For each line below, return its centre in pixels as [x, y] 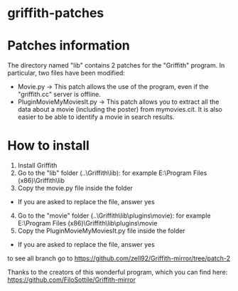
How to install [49, 145]
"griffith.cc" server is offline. [59, 95]
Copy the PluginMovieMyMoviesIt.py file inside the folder [102, 231]
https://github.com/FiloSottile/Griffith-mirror [72, 280]
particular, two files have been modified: [66, 73]
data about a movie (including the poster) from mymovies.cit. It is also [120, 110]
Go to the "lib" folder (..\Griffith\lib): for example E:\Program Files [112, 173]
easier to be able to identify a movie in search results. [96, 117]
